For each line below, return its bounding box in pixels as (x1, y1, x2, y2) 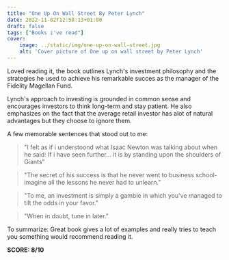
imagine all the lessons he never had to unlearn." (23, 178, 161, 186)
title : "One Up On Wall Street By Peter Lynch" (7, 10, 146, 17)
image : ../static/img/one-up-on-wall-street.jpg (19, 42, 161, 49)
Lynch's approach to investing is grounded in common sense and (7, 94, 191, 103)
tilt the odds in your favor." (23, 198, 99, 207)
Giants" (23, 157, 46, 166)
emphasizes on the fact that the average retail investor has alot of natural (7, 109, 213, 117)
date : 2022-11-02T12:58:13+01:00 (7, 16, 103, 23)
